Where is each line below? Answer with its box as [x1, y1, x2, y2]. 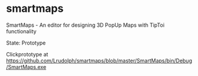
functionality [6, 27, 37, 34]
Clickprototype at [6, 50, 48, 58]
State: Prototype [6, 39, 46, 46]
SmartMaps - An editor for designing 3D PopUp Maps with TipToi [6, 21, 165, 28]
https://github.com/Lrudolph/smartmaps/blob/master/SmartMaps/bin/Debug [6, 57, 192, 64]
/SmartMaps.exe [6, 63, 47, 70]
